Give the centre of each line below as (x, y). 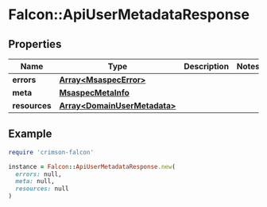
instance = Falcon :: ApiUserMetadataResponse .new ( (92, 166)
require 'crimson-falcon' (51, 152)
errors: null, (39, 174)
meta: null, (35, 182)
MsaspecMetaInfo (94, 93)
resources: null (42, 189)
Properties (35, 44)
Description (206, 66)
